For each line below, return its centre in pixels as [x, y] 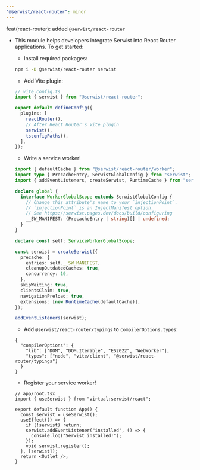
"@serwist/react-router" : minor [46, 12]
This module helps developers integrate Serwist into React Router [95, 40]
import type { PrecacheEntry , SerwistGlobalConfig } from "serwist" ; [103, 175]
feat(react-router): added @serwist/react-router [66, 29]
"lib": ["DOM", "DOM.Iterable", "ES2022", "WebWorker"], [98, 351]
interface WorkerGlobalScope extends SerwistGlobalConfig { [96, 197]
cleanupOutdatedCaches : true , [63, 268]
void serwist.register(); [58, 446]
